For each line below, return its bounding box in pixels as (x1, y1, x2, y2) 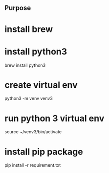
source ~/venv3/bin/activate (4, 129, 62, 135)
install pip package (4, 146, 84, 157)
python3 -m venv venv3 (4, 96, 53, 101)
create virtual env (4, 79, 78, 90)
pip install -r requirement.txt (4, 162, 61, 168)
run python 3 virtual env (4, 113, 105, 124)
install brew (4, 24, 53, 35)
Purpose (4, 4, 31, 12)
